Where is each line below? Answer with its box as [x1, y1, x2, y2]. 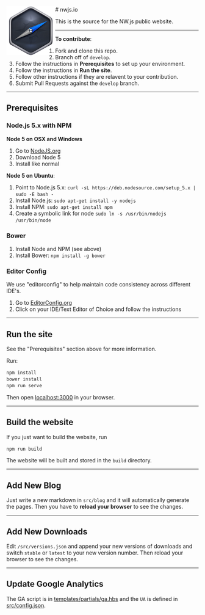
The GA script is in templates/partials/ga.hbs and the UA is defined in [6, 595, 178, 602]
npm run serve [6, 382, 43, 388]
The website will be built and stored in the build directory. [6, 457, 152, 464]
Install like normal [15, 160, 60, 167]
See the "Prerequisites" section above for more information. [6, 345, 157, 353]
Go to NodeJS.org [15, 147, 61, 155]
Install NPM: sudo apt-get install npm [15, 203, 113, 210]
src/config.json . [6, 602, 46, 609]
